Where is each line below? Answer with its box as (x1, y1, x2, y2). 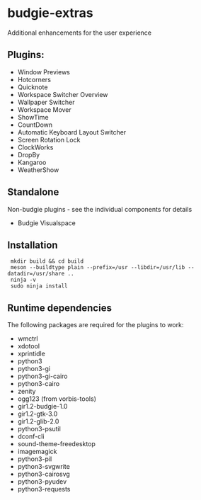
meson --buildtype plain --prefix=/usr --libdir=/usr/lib (10, 264, 185, 271)
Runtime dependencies (7, 302, 112, 314)
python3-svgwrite (17, 462, 71, 471)
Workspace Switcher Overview (17, 90, 108, 98)
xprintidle (17, 349, 46, 358)
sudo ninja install (10, 283, 69, 290)
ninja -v (10, 276, 37, 284)
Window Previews (17, 67, 71, 76)
